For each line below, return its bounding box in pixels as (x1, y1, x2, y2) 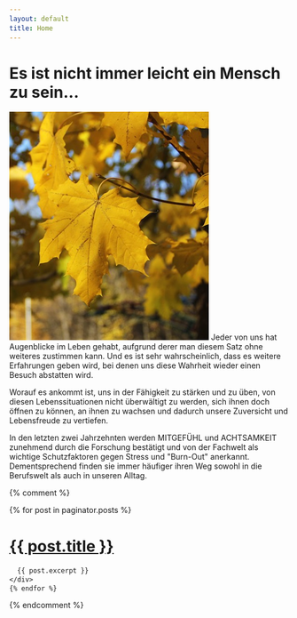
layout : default (9, 14, 69, 23)
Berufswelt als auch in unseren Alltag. (9, 470, 148, 481)
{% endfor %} (9, 584, 58, 593)
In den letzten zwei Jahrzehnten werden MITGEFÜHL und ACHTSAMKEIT (9, 432, 277, 444)
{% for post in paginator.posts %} (9, 505, 132, 516)
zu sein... (9, 82, 80, 102)
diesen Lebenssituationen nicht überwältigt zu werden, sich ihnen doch (9, 397, 270, 407)
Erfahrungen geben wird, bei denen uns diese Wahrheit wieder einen (9, 360, 262, 371)
